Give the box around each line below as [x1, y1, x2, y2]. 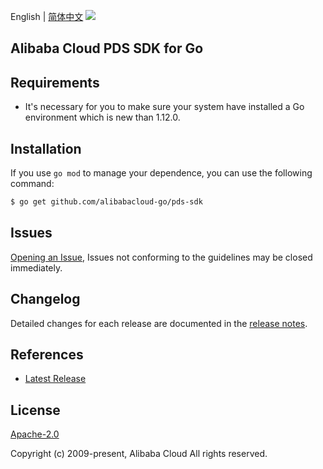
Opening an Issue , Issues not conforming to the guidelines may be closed [10, 251, 313, 263]
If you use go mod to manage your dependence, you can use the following [10, 167, 313, 179]
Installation [10, 140, 82, 157]
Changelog [10, 291, 81, 308]
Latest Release [24, 373, 87, 385]
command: [10, 178, 55, 190]
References [10, 346, 84, 363]
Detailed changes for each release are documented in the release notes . [10, 317, 308, 329]
